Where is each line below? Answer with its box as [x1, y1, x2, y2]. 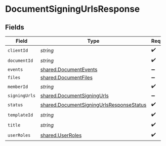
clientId [7, 48, 28, 53]
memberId [7, 84, 28, 89]
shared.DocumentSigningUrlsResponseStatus [40, 101, 147, 108]
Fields [5, 23, 25, 31]
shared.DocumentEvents [40, 66, 98, 73]
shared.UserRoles [40, 132, 82, 139]
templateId [7, 112, 33, 117]
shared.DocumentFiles [40, 74, 93, 81]
